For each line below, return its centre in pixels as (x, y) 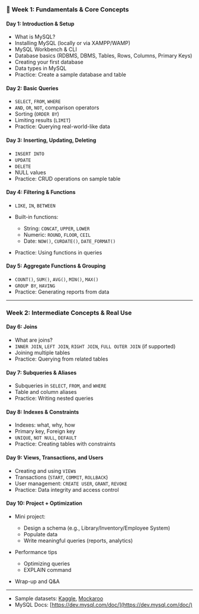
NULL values (30, 172)
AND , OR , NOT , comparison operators (57, 108)
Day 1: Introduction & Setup (40, 24)
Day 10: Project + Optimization (44, 503)
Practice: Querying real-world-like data (62, 126)
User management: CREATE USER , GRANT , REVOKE (71, 483)
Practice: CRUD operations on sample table (68, 179)
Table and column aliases (46, 392)
